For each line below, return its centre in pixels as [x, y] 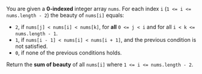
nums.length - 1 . [36, 33]
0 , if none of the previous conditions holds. [69, 53]
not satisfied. [31, 46]
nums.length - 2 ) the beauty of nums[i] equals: [65, 15]
